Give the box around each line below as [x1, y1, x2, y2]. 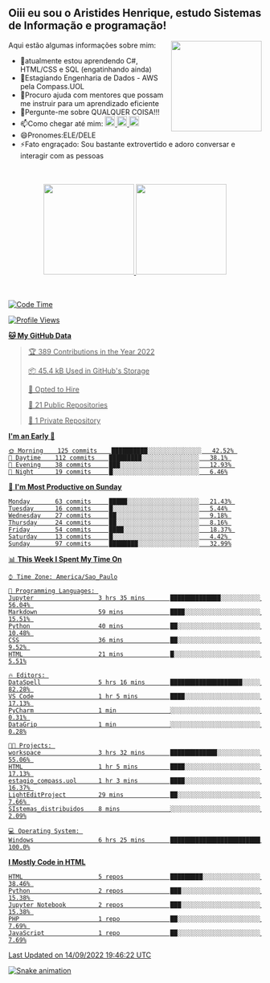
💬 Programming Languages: [8, 587, 95, 595]
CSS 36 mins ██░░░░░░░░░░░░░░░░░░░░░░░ [8, 636, 261, 644]
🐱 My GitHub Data [8, 330, 72, 340]
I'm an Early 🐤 [8, 431, 55, 440]
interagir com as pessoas [19, 150, 104, 160]
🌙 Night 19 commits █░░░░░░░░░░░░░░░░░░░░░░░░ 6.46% [8, 468, 228, 476]
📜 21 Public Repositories [27, 399, 108, 409]
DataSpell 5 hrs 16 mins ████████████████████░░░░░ [8, 678, 261, 686]
